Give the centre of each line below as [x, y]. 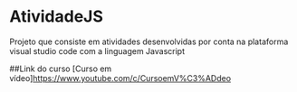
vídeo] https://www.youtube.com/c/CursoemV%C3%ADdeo [120, 78]
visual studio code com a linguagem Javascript [97, 51]
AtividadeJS [57, 17]
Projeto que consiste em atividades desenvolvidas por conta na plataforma [149, 41]
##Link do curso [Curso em [61, 69]
